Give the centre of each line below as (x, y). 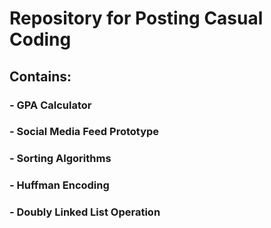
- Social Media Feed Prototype (84, 132)
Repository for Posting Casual (136, 18)
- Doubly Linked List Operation (85, 212)
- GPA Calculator (50, 105)
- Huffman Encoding (59, 185)
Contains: (40, 76)
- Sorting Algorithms (60, 159)
